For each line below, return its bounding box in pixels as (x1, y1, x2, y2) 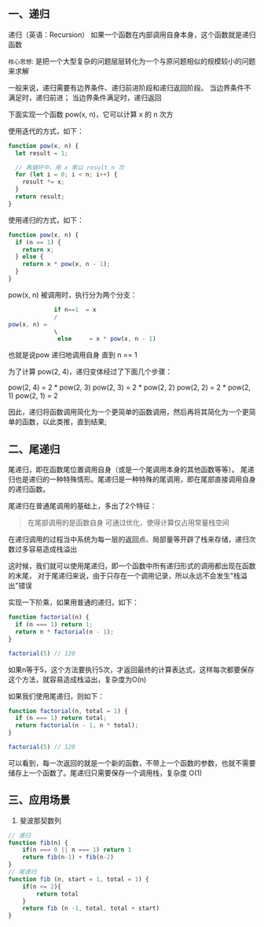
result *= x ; (22, 178, 65, 187)
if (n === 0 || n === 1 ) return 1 (22, 846, 132, 854)
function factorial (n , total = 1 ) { (8, 707, 128, 715)
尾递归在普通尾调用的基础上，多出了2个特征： (8, 501, 157, 511)
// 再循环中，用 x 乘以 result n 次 (15, 164, 124, 172)
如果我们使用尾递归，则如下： (8, 691, 104, 700)
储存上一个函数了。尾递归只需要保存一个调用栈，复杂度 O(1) (8, 768, 203, 777)
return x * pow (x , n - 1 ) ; (22, 260, 111, 268)
